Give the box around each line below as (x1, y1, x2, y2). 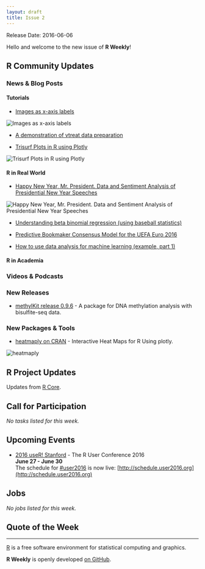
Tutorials (6, 94, 29, 101)
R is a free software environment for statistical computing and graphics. (6, 544, 187, 551)
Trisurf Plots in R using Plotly (15, 143, 88, 151)
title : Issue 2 (6, 15, 45, 21)
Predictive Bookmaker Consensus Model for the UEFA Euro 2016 (15, 231, 178, 238)
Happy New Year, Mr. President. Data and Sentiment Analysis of (15, 182, 176, 190)
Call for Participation (6, 401, 87, 412)
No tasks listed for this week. (6, 417, 79, 424)
